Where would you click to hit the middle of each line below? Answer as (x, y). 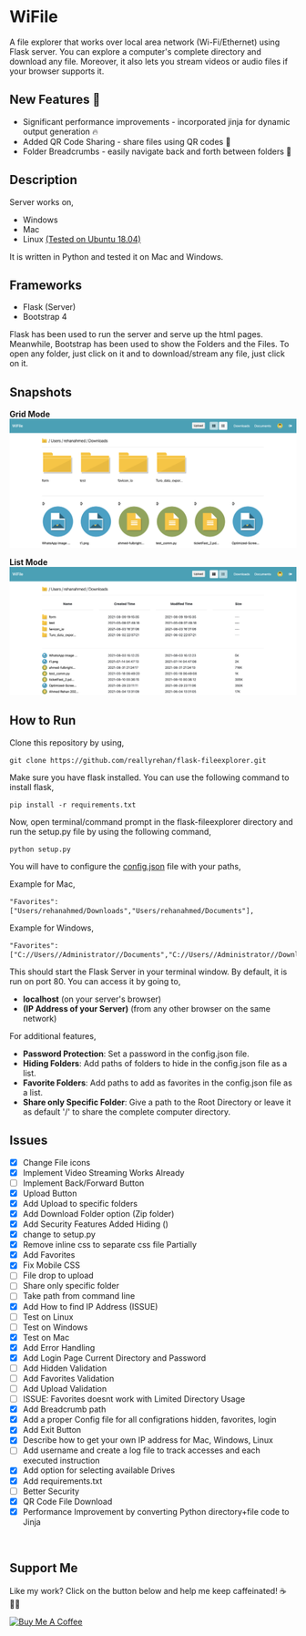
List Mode (29, 562)
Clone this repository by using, (67, 742)
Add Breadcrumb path (64, 1409)
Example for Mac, (42, 884)
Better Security (51, 1491)
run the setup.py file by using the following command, (111, 831)
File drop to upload (58, 1276)
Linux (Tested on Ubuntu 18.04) (82, 239)
